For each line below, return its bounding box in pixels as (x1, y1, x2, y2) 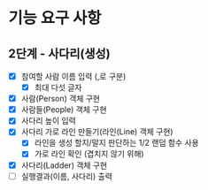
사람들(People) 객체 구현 (20, 104, 107, 115)
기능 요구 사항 (8, 8, 102, 28)
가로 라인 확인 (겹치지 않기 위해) (34, 148, 144, 159)
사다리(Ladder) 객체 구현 (20, 160, 108, 171)
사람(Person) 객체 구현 (20, 94, 101, 104)
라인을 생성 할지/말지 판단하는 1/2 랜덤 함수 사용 (34, 138, 200, 148)
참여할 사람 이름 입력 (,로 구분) (20, 72, 127, 81)
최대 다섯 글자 (34, 82, 82, 93)
